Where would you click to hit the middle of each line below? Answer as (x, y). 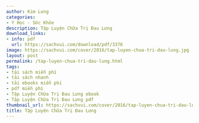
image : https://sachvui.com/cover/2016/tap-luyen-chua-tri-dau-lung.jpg (98, 50)
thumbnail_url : (25, 105)
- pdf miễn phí (25, 89)
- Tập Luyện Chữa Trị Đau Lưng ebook (53, 94)
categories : (21, 17)
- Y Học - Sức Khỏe (30, 22)
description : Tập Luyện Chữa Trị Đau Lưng (59, 28)
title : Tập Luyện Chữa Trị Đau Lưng (51, 111)
